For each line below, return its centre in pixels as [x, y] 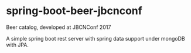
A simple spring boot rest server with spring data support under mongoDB [96, 38]
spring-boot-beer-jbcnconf [74, 11]
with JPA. [18, 45]
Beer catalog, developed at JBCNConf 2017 [59, 27]
